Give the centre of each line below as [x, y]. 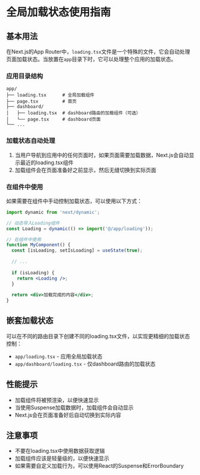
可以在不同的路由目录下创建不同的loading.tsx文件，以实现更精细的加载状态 [98, 336]
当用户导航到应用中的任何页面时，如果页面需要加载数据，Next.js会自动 [102, 155]
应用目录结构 [25, 76]
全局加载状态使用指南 [59, 12]
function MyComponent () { [38, 245]
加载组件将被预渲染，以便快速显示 [57, 400]
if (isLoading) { [33, 272]
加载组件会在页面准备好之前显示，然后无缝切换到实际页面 [85, 170]
